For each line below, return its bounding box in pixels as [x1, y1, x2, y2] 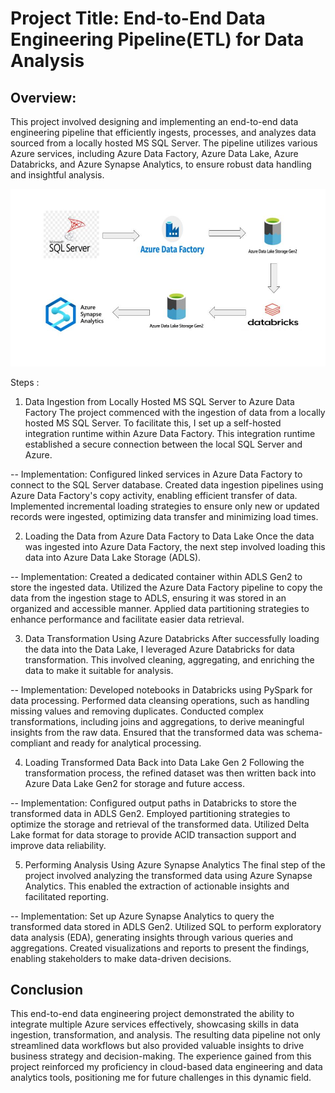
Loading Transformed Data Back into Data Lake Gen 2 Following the [24, 756, 305, 768]
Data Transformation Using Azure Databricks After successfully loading [24, 632, 320, 644]
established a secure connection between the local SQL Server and [24, 438, 303, 450]
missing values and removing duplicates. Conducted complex [10, 705, 264, 717]
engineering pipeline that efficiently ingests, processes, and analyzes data [10, 127, 317, 138]
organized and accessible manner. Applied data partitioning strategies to [10, 602, 310, 614]
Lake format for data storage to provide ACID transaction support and [10, 828, 297, 841]
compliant [10, 737, 52, 749]
